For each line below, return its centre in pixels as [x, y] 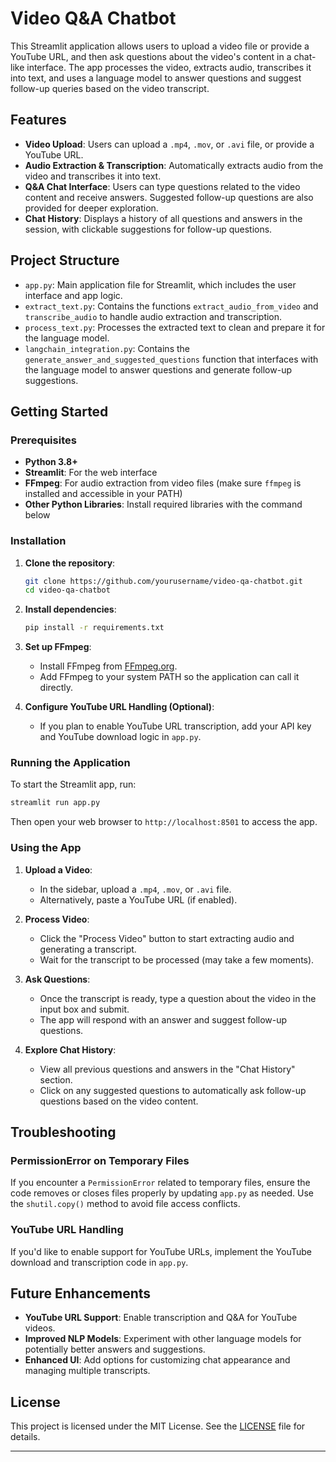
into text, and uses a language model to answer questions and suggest [156, 78]
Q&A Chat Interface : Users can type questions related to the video [162, 186]
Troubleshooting [63, 1132]
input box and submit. [84, 1009]
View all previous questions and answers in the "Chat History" [167, 1069]
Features [38, 120]
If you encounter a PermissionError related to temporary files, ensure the [160, 1183]
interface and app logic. [73, 295]
